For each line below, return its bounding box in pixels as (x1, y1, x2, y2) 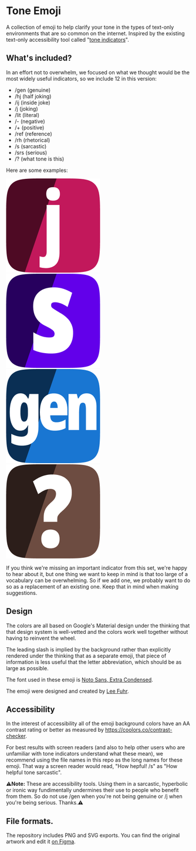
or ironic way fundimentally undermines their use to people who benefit (6, 787, 179, 794)
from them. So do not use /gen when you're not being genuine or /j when (6, 793, 183, 800)
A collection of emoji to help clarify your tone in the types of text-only (6, 24, 174, 31)
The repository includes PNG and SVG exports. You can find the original (6, 832, 180, 839)
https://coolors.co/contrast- (105, 726, 173, 733)
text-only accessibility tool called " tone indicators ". (6, 36, 129, 43)
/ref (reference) (14, 130, 52, 137)
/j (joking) (14, 105, 38, 112)
